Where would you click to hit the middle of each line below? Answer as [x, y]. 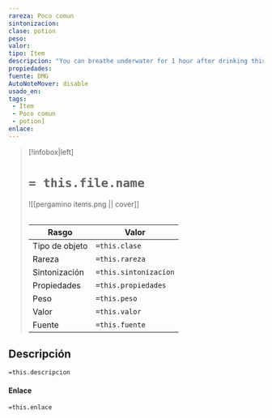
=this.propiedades [131, 286]
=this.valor [119, 312]
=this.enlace [30, 407]
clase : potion [32, 31]
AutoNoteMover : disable [49, 83]
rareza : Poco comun [41, 16]
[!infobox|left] [51, 151]
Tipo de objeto [60, 246]
